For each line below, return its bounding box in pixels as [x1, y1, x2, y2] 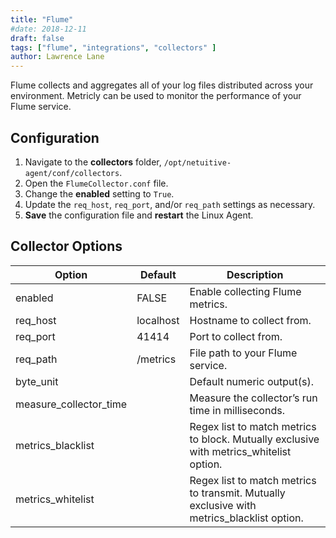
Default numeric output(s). [189, 374, 314, 388]
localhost [136, 313, 180, 327]
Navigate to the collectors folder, [24, 156, 162, 168]
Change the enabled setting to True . [24, 187, 175, 200]
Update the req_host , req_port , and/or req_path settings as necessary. [24, 198, 316, 210]
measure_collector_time [15, 397, 128, 411]
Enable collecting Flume [189, 284, 302, 298]
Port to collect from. [189, 329, 283, 343]
